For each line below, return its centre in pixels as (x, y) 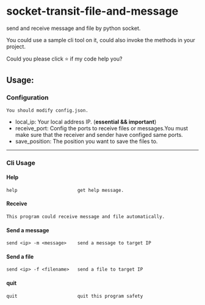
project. (16, 46)
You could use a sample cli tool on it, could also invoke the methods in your (101, 40)
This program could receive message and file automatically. (86, 216)
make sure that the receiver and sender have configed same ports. (99, 134)
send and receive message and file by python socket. (74, 28)
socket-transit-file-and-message (92, 11)
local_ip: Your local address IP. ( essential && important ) (86, 122)
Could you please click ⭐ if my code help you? (65, 59)
